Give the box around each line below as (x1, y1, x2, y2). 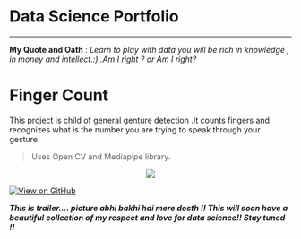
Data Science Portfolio (9, 6, 179, 27)
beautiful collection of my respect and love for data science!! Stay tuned (9, 212, 286, 223)
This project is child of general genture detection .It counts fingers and (9, 115, 271, 125)
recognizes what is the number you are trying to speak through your (9, 124, 262, 135)
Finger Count (9, 85, 109, 106)
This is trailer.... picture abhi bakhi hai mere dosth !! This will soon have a (9, 202, 288, 213)
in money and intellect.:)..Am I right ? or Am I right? (9, 54, 197, 64)
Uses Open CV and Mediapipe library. (30, 150, 171, 162)
